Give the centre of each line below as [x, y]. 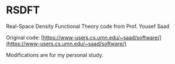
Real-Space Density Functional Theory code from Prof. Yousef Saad [88, 26]
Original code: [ [25, 37]
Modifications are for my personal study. [55, 55]
